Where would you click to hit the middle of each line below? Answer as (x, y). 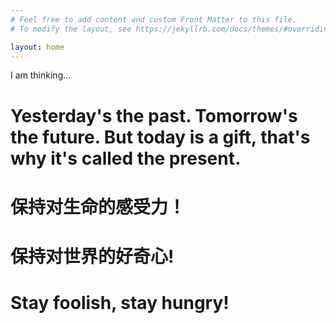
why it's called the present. (126, 158)
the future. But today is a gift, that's (160, 137)
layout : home (37, 47)
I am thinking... (41, 75)
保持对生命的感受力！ (98, 207)
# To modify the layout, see (71, 29)
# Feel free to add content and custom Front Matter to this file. (154, 19)
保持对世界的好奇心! (92, 256)
